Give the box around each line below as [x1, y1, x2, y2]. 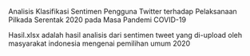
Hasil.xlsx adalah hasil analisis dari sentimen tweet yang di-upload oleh [8, 31, 243, 39]
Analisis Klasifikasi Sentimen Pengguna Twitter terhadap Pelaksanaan [8, 7, 237, 16]
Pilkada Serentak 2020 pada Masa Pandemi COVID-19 [8, 15, 186, 24]
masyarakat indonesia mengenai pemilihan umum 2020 [8, 39, 191, 48]
